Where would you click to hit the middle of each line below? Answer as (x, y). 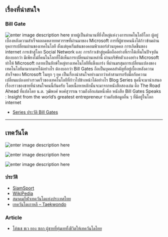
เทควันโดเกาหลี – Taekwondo (39, 204)
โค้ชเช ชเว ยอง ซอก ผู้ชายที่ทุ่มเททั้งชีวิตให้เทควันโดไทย (57, 228)
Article (14, 217)
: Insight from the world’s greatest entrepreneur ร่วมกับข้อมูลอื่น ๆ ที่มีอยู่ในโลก (79, 96)
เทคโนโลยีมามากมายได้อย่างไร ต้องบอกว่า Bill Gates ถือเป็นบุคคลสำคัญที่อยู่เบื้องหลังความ (79, 68)
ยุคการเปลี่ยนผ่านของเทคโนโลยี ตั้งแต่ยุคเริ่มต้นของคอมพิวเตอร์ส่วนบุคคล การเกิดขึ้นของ (76, 46)
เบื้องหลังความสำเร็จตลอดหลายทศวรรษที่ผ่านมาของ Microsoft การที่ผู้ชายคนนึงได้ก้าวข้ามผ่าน (82, 40)
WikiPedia (23, 193)
